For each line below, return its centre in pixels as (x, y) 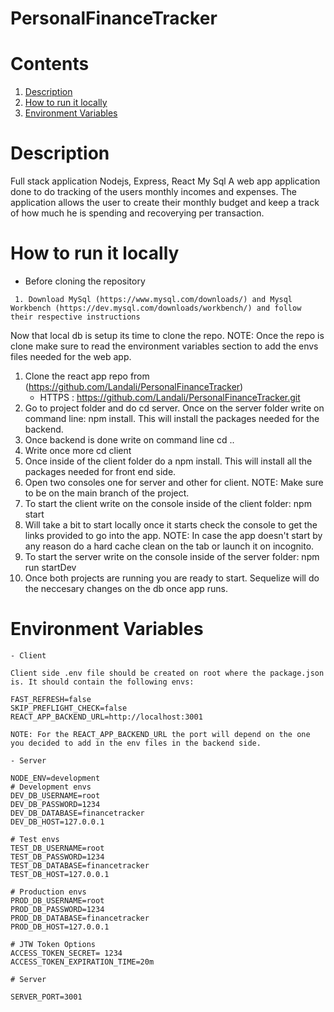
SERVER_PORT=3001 (46, 997)
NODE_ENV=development (55, 778)
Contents (50, 64)
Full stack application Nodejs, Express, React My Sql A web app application (165, 181)
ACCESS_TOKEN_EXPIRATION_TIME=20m (82, 962)
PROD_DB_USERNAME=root (57, 900)
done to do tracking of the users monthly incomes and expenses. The (153, 192)
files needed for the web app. (71, 356)
